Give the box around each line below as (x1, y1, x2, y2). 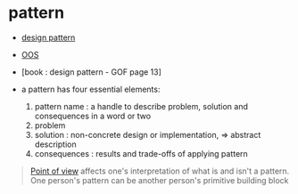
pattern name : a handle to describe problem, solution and (34, 101, 249, 111)
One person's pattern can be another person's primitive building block (29, 174, 289, 185)
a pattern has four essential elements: (21, 84, 161, 94)
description (34, 139, 77, 150)
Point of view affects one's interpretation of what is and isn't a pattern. (29, 166, 290, 176)
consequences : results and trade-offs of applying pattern (34, 148, 249, 158)
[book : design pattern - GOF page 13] (21, 66, 162, 77)
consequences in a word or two (34, 110, 152, 121)
